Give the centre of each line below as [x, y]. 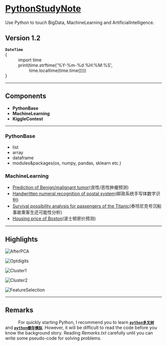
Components [26, 96]
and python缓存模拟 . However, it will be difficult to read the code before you [81, 328]
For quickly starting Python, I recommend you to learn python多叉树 [86, 322]
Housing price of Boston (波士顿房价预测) [54, 219]
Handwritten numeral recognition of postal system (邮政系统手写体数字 [84, 194]
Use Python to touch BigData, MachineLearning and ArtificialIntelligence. [80, 22]
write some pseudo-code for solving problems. [53, 338]
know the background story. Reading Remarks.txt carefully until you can [79, 333]
